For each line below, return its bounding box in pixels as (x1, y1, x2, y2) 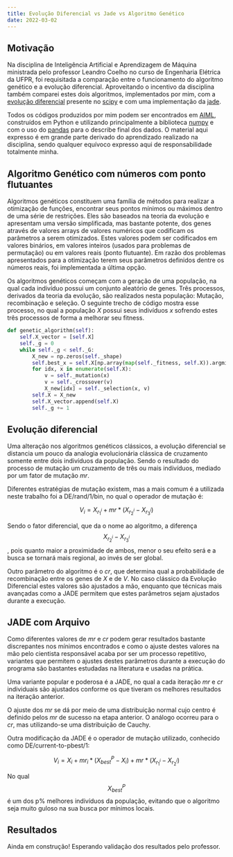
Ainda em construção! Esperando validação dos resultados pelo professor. (7, 842, 221, 851)
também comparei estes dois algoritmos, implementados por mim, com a (7, 90, 216, 98)
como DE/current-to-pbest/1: (7, 741, 90, 750)
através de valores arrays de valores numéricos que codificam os (7, 227, 194, 235)
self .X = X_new (32, 391, 76, 399)
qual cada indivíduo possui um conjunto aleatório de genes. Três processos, (7, 284, 225, 293)
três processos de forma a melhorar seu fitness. (7, 313, 144, 322)
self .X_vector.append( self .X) (32, 398, 119, 405)
